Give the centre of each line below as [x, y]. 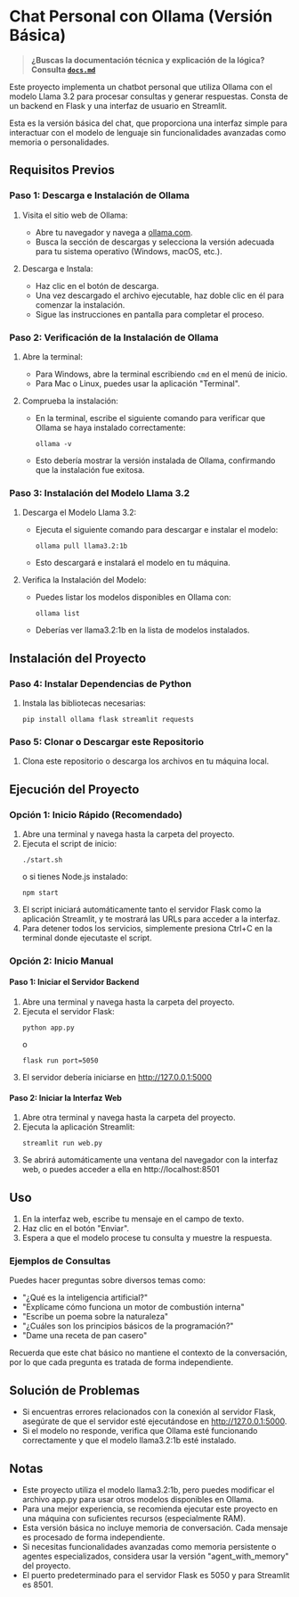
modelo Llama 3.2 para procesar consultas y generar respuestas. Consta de [149, 96]
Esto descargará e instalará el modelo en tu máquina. [133, 563]
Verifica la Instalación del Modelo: [84, 580]
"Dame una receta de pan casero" [85, 1336]
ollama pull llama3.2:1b [81, 546]
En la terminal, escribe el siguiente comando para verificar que [150, 418]
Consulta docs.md [63, 70]
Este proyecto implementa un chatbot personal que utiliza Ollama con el [141, 87]
